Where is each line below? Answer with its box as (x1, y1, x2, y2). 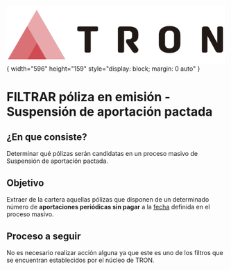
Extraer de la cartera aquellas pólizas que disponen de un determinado (6, 195, 209, 204)
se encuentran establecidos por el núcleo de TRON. (6, 256, 155, 265)
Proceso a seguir (6, 230, 81, 242)
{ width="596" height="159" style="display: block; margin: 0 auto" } (6, 64, 200, 73)
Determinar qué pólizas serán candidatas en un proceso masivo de (6, 150, 198, 158)
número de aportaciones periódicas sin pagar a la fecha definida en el (6, 203, 210, 211)
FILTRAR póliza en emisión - (6, 89, 171, 105)
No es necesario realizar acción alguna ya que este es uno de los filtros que (6, 249, 223, 257)
